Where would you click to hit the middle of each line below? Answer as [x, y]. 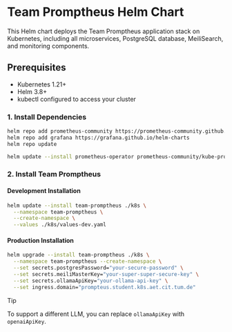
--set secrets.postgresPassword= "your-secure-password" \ [99, 268]
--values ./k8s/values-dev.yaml [60, 225]
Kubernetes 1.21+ [42, 84]
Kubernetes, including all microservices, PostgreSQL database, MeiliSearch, [115, 38]
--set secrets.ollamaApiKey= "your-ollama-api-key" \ [91, 281]
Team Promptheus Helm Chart [96, 12]
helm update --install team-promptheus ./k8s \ [77, 205]
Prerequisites [37, 67]
